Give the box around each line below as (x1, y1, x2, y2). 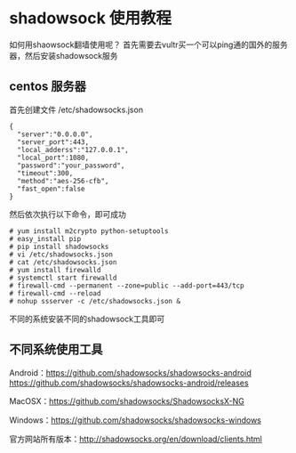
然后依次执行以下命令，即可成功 (9, 208, 126, 219)
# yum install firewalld (9, 265, 101, 274)
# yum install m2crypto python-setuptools (9, 226, 169, 236)
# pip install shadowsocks (9, 242, 109, 251)
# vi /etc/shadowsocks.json (9, 250, 114, 259)
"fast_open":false (17, 184, 86, 193)
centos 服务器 (9, 79, 87, 94)
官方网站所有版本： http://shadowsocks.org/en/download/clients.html (9, 433, 262, 444)
